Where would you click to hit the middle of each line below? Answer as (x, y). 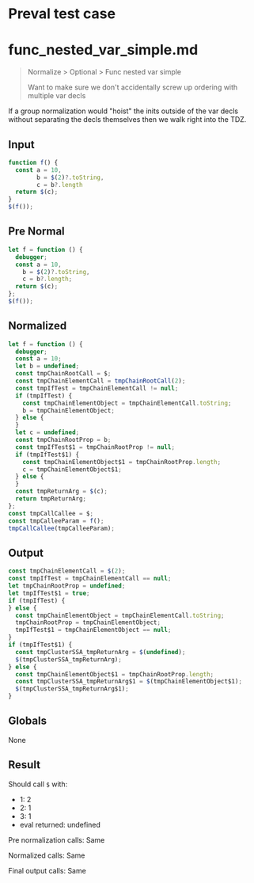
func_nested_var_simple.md (103, 50)
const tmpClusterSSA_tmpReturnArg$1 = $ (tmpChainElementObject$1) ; (129, 682)
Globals (28, 721)
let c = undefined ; (47, 432)
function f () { (33, 162)
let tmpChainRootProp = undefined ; (67, 586)
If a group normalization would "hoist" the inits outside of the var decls (123, 111)
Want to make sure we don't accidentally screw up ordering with (133, 87)
